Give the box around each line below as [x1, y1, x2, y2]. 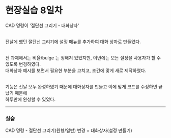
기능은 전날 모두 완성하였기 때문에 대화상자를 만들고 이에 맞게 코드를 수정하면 [5, 83, 158, 89]
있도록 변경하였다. [5, 61, 41, 67]
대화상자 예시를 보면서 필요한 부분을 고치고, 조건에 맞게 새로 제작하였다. [5, 67, 147, 74]
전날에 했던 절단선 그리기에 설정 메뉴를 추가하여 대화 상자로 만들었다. [5, 39, 141, 45]
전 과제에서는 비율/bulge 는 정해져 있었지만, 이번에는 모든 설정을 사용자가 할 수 [5, 54, 161, 61]
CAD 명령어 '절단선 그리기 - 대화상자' [5, 22, 79, 28]
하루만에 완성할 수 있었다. [5, 96, 56, 102]
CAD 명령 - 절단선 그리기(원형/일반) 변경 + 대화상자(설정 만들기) [5, 127, 132, 133]
